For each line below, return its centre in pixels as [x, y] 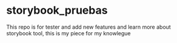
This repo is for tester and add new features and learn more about [88, 27]
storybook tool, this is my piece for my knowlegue [68, 33]
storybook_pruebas [57, 10]
